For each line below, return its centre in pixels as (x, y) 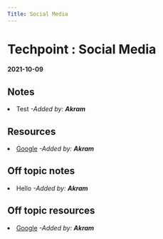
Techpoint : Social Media (82, 49)
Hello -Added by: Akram (52, 188)
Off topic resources (51, 211)
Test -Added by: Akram (51, 109)
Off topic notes (41, 171)
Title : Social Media (38, 14)
